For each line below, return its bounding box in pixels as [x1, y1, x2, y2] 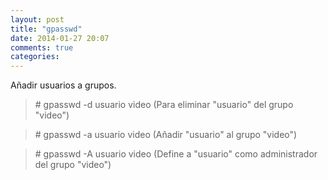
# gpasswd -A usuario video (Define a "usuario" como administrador [34, 148, 318, 160]
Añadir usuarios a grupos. [10, 79, 117, 91]
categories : [10, 52, 60, 62]
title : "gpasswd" [10, 24, 83, 34]
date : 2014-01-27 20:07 [10, 33, 110, 43]
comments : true [10, 42, 74, 53]
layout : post [10, 14, 65, 25]
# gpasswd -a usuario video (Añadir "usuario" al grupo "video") [34, 129, 298, 141]
